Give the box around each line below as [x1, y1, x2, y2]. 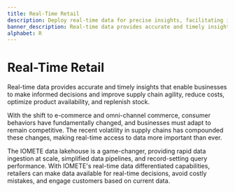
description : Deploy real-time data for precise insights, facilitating [7, 17, 224, 24]
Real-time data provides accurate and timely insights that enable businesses [7, 83, 227, 91]
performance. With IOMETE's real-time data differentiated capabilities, [7, 162, 210, 170]
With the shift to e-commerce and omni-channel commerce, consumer [7, 111, 211, 119]
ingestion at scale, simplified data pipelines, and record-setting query [7, 154, 208, 163]
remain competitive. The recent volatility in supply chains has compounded [7, 126, 224, 135]
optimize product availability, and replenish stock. [7, 98, 150, 106]
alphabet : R [7, 29, 42, 37]
